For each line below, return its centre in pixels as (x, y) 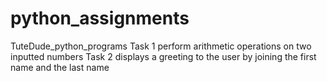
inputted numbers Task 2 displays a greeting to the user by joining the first (163, 56)
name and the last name (60, 67)
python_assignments (100, 18)
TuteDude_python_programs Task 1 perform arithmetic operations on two (161, 46)
